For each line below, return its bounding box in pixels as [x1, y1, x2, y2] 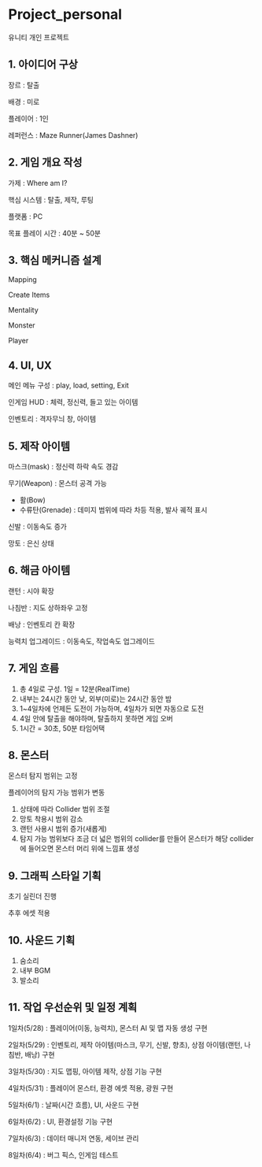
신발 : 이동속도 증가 [8, 522, 67, 531]
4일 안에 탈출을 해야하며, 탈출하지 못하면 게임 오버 [19, 713, 173, 723]
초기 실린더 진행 [8, 891, 57, 901]
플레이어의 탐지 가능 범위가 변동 [8, 787, 105, 797]
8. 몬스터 [8, 749, 50, 762]
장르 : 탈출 [8, 80, 40, 90]
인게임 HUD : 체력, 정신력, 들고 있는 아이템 [8, 398, 138, 407]
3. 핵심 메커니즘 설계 [8, 254, 101, 267]
